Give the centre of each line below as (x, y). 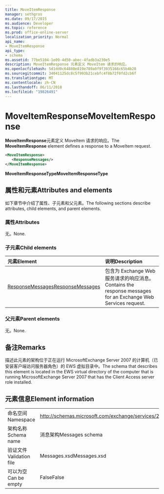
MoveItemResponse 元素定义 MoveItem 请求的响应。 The (62, 141)
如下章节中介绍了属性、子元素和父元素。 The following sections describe (78, 203)
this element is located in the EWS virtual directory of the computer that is (79, 372)
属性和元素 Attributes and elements (59, 190)
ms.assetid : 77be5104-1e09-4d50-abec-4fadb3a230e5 (58, 60)
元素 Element (22, 261)
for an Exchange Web (130, 297)
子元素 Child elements (31, 247)
